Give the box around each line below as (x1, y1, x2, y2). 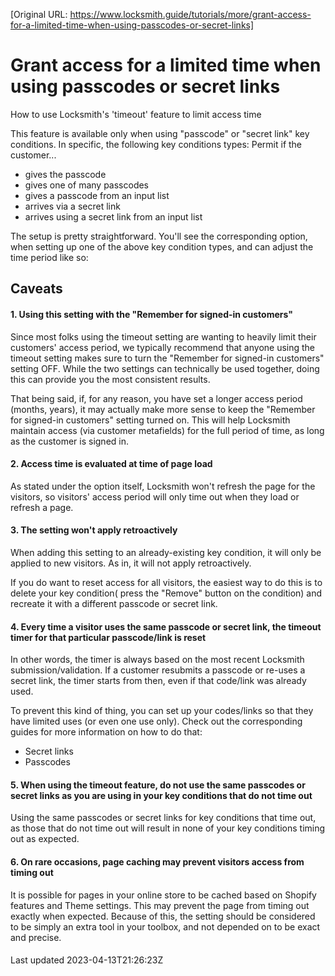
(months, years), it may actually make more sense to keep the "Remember (10, 403, 316, 415)
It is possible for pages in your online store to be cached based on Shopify (10, 889, 317, 901)
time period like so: (10, 251, 89, 263)
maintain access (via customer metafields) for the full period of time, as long (10, 424, 325, 436)
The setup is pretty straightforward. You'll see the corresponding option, (10, 230, 308, 242)
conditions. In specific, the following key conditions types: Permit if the (10, 138, 303, 150)
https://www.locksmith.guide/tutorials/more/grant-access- (69, 9, 312, 20)
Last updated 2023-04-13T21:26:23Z (10, 954, 164, 966)
